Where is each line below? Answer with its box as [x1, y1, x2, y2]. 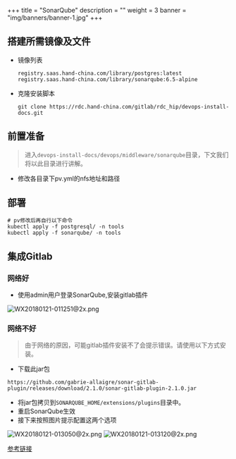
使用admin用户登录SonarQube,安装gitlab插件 [17, 290, 149, 299]
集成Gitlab [7, 250, 53, 262]
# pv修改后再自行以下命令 [7, 217, 73, 224]
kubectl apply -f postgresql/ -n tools [7, 224, 125, 231]
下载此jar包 [17, 365, 51, 373]
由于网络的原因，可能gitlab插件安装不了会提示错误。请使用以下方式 [24, 341, 221, 350]
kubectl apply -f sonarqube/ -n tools [7, 229, 121, 237]
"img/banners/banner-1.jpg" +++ [7, 13, 103, 22]
